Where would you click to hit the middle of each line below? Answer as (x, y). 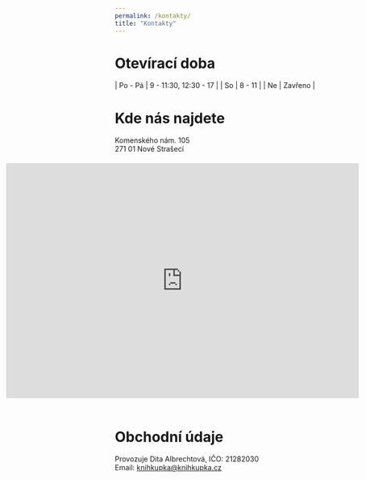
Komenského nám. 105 (152, 140)
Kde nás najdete (170, 118)
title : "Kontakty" (146, 23)
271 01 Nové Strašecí (150, 149)
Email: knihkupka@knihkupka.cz (168, 468)
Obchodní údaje (169, 437)
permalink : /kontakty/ (153, 16)
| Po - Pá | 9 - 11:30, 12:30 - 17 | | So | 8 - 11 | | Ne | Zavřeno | (215, 86)
